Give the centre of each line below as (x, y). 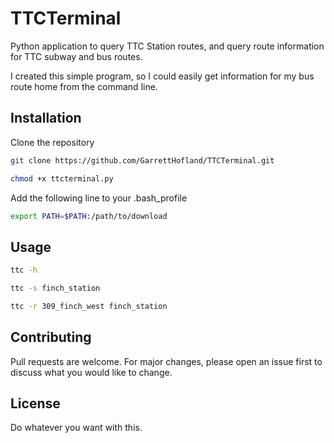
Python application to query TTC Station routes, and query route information (167, 46)
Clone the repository (52, 142)
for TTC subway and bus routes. (76, 56)
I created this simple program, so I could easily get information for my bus (162, 76)
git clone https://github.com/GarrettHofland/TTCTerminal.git (142, 160)
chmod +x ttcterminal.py (62, 178)
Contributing (51, 337)
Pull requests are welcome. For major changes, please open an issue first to (166, 361)
